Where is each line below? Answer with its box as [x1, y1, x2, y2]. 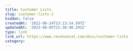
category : [5, 39, 26, 44]
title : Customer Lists [5, 7, 52, 12]
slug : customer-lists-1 [5, 12, 54, 17]
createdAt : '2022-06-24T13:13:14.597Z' [5, 20, 87, 26]
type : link [5, 30, 27, 34]
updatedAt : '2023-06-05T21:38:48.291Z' [5, 25, 87, 30]
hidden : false [5, 16, 34, 21]
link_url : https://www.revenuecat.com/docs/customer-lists [5, 34, 129, 39]
